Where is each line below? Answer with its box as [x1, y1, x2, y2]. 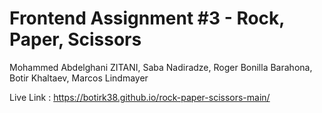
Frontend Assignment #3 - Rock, [9, 7, 285, 30]
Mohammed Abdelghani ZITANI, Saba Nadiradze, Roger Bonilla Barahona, [9, 61, 313, 73]
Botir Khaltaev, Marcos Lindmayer [9, 72, 149, 84]
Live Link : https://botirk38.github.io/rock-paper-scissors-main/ [9, 91, 271, 103]
